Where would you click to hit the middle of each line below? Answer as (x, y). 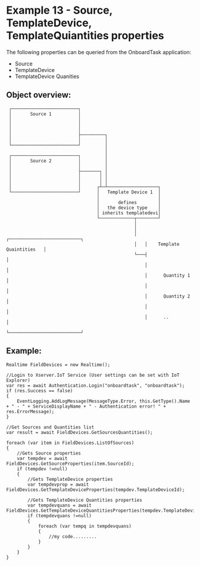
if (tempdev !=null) (42, 469)
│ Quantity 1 (168, 275)
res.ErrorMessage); (30, 411)
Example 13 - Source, (60, 10)
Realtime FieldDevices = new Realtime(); (58, 365)
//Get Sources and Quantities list (50, 427)
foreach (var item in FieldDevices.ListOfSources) (70, 443)
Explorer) (18, 380)
